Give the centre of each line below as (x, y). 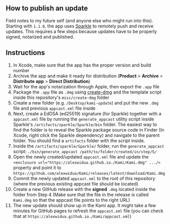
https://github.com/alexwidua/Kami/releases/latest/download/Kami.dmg (89, 173)
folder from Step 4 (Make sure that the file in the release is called (81, 195)
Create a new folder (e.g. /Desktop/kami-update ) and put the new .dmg (86, 103)
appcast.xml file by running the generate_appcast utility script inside (83, 119)
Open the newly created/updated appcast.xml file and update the (81, 156)
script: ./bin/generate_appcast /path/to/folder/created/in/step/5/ (85, 151)
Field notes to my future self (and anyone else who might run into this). (79, 20)
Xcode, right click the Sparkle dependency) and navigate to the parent (86, 135)
